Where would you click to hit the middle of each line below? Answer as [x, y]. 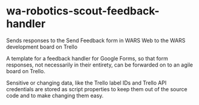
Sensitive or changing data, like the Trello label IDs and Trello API [86, 83]
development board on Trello [42, 47]
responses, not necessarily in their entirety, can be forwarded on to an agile [99, 65]
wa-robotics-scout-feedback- [83, 11]
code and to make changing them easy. [55, 95]
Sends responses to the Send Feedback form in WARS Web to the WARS [96, 40]
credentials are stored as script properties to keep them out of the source [97, 89]
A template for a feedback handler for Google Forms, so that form [87, 58]
